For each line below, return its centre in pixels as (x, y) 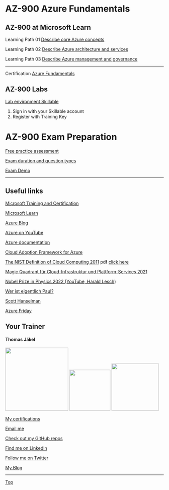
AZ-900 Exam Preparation (61, 137)
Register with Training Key (39, 116)
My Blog (14, 468)
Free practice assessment (32, 151)
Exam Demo (18, 170)
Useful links (24, 191)
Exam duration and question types (41, 161)
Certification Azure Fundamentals (40, 73)
